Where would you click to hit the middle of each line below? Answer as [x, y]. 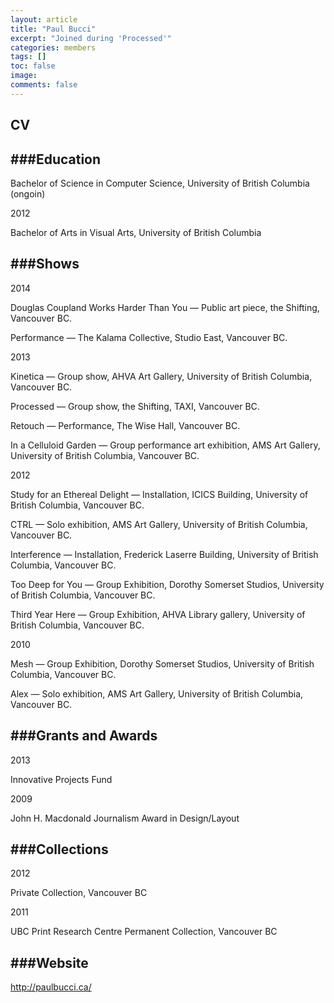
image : [24, 76]
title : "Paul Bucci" [53, 29]
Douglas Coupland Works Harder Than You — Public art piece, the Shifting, [165, 307]
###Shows [45, 264]
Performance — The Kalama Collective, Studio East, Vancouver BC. [149, 337]
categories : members [53, 47]
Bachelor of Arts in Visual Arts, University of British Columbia [136, 232]
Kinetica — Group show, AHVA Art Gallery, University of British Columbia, [161, 376]
